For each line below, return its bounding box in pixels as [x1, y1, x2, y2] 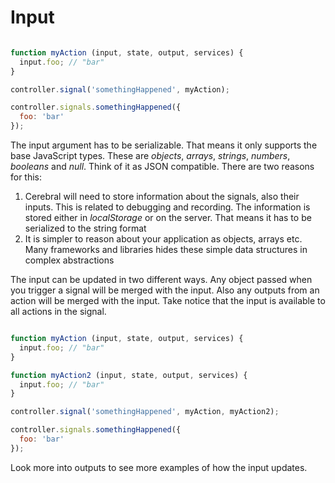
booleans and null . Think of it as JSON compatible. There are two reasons [10, 161, 315, 173]
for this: [10, 171, 43, 183]
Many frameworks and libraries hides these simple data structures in [24, 244, 308, 256]
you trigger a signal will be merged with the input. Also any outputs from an [10, 284, 320, 296]
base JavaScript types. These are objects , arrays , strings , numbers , [10, 150, 291, 162]
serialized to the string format [24, 222, 147, 235]
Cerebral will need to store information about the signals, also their [24, 191, 300, 203]
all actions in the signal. [10, 306, 107, 318]
